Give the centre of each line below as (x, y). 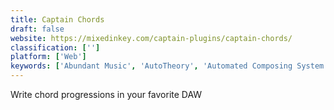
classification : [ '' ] (55, 47)
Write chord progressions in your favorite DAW (106, 94)
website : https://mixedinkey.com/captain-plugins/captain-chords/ (151, 38)
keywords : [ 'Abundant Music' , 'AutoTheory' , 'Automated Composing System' (169, 66)
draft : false (37, 29)
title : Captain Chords (57, 19)
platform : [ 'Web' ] (48, 57)
